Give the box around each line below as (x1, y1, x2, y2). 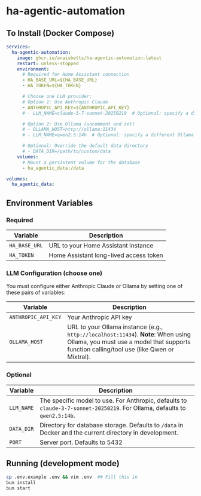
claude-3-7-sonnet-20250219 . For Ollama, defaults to (39, 403, 187, 412)
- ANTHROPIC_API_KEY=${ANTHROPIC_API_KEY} (22, 105, 130, 111)
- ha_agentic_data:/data (22, 165, 84, 171)
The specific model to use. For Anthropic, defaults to (39, 396, 187, 405)
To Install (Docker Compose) (6, 28, 115, 38)
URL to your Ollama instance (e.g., (67, 323, 163, 331)
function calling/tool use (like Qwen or (67, 345, 175, 354)
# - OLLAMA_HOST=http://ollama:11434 (22, 127, 117, 133)
